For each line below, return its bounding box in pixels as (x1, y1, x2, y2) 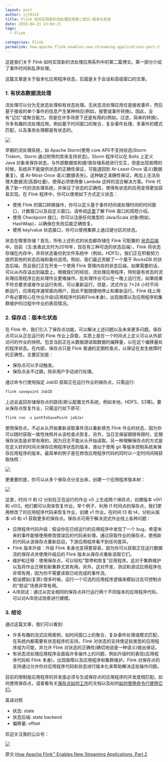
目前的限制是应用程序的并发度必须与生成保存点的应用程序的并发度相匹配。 (5, 674, 158, 680)
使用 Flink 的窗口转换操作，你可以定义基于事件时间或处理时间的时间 (12, 202, 152, 208)
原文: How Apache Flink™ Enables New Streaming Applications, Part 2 (5, 751, 147, 757)
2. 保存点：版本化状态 (5, 314, 57, 321)
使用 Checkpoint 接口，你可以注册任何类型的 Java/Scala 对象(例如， (12, 214, 153, 221)
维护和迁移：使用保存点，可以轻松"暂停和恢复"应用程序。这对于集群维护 (12, 558, 161, 564)
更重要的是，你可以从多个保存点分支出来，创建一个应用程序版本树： (5, 477, 145, 483)
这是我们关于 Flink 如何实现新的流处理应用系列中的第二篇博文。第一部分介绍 (5, 59, 162, 65)
